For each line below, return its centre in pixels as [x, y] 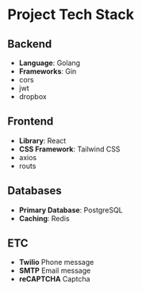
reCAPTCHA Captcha [54, 279]
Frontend [31, 122]
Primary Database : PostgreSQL [71, 210]
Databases [35, 191]
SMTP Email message [55, 270]
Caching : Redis [44, 218]
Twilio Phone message [56, 262]
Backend [30, 44]
